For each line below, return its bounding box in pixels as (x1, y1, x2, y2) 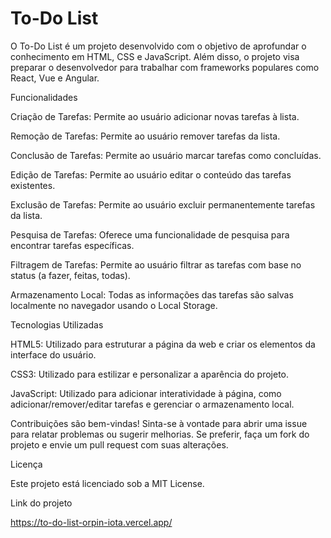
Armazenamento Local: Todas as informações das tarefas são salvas (10, 288, 294, 301)
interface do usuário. (10, 348, 97, 361)
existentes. (10, 179, 56, 191)
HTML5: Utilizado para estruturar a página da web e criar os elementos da (10, 338, 316, 350)
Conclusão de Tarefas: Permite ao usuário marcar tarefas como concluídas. (10, 149, 322, 161)
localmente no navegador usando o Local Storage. (10, 299, 218, 311)
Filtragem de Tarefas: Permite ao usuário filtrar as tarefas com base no (10, 258, 302, 271)
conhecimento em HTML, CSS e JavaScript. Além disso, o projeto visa (10, 50, 300, 62)
